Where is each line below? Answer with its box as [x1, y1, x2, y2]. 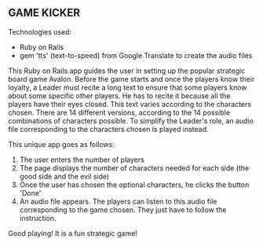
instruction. [19, 213, 57, 222]
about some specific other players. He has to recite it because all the [8, 90, 231, 101]
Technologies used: [8, 27, 72, 36]
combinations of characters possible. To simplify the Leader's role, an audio [8, 116, 254, 125]
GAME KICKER [8, 6, 81, 20]
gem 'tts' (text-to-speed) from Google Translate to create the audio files [19, 50, 253, 60]
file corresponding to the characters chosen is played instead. [8, 124, 210, 134]
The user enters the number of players [19, 155, 145, 164]
